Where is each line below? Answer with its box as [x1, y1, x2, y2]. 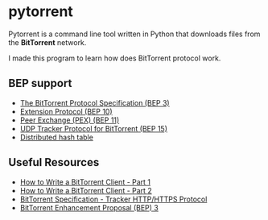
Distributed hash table [19, 132, 94, 142]
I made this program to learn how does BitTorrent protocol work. [8, 53, 221, 63]
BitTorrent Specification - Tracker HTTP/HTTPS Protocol [19, 194, 208, 204]
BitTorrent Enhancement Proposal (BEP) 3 [19, 202, 159, 212]
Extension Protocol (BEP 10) [19, 106, 113, 116]
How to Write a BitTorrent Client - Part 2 [19, 185, 153, 195]
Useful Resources [8, 156, 100, 169]
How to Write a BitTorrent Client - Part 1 [19, 176, 151, 187]
